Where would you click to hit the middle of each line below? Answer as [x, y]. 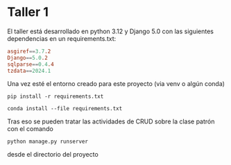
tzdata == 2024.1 [29, 71]
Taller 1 [28, 12]
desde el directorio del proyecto [53, 155]
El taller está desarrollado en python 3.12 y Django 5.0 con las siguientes [110, 31]
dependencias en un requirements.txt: [62, 38]
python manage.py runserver [48, 142]
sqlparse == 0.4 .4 [31, 64]
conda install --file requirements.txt [65, 109]
